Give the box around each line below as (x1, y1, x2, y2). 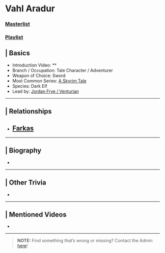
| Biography (5, 146, 42, 155)
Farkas (12, 124, 34, 132)
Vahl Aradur (5, 3, 55, 14)
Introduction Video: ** (12, 62, 57, 68)
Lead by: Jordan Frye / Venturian (12, 88, 79, 94)
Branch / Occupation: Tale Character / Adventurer (12, 67, 113, 73)
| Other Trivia (5, 179, 47, 187)
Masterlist (5, 21, 30, 28)
